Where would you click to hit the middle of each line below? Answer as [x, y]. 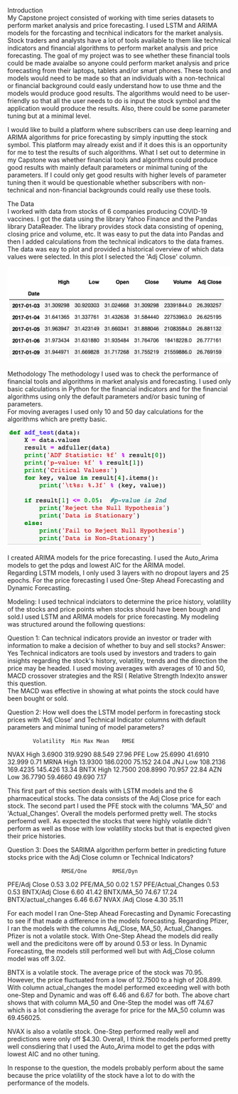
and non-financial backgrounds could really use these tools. [123, 190]
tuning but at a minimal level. [49, 116]
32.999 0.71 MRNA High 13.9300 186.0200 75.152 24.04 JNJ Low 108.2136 [117, 762]
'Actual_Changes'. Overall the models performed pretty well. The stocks [112, 813]
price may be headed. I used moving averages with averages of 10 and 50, [117, 668]
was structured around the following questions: [76, 624]
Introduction [25, 10]
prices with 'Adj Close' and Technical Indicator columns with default [107, 720]
